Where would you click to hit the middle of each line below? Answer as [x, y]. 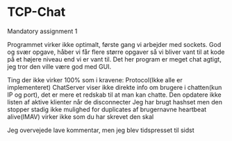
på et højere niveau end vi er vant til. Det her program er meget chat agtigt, [115, 59]
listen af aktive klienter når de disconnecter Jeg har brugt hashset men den [115, 102]
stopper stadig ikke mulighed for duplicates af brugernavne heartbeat [107, 109]
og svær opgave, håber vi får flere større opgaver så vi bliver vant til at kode [116, 52]
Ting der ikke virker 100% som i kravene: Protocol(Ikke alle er [95, 79]
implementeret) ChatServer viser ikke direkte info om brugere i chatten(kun [115, 87]
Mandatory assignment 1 [42, 31]
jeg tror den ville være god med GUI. [59, 66]
